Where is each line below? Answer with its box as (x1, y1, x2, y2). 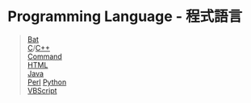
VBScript (27, 85, 57, 95)
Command (27, 51, 62, 61)
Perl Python (27, 77, 67, 87)
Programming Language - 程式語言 (7, 7, 243, 26)
